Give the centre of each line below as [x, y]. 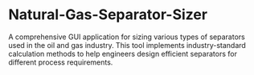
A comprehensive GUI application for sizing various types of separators [127, 37]
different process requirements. [61, 62]
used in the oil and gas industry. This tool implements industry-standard [127, 45]
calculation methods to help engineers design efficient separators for [123, 53]
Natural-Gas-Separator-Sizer [108, 15]
